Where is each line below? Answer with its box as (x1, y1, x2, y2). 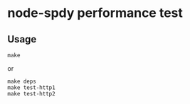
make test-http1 (7, 84, 56, 91)
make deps (7, 78, 37, 85)
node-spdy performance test (7, 5, 184, 21)
